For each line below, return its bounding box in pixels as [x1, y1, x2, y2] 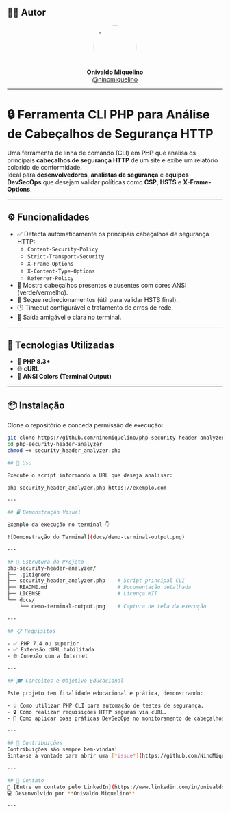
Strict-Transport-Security [27, 253, 105, 260]
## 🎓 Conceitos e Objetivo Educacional [7, 677, 125, 685]
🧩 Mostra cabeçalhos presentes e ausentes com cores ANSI [16, 281, 187, 289]
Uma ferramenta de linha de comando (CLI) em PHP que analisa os [7, 149, 196, 157]
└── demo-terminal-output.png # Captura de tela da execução [19, 603, 207, 610]
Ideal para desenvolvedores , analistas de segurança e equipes [7, 171, 190, 179]
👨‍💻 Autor [7, 7, 47, 18]
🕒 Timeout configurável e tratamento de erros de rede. [16, 303, 173, 312]
